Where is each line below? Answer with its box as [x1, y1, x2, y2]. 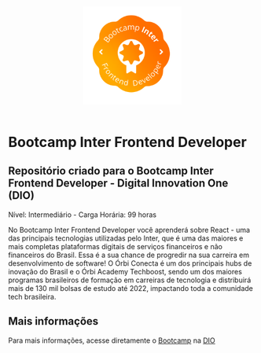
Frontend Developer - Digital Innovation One [8, 177, 229, 190]
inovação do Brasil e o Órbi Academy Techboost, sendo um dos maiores [8, 267, 242, 276]
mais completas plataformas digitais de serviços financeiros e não [8, 241, 222, 251]
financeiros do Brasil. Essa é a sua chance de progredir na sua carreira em [8, 250, 250, 259]
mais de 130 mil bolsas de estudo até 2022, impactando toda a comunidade [8, 283, 254, 292]
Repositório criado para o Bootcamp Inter [8, 164, 214, 178]
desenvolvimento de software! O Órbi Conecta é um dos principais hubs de [8, 258, 252, 268]
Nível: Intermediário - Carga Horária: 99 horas [8, 210, 157, 219]
